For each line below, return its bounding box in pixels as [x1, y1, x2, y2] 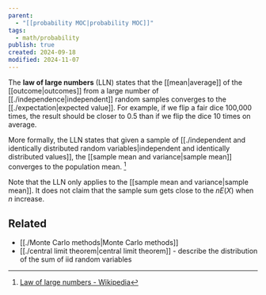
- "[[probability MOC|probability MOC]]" [15, 19, 154, 27]
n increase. [8, 193, 45, 203]
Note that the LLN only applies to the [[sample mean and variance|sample [8, 177, 249, 186]
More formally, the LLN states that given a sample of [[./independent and [8, 135, 246, 144]
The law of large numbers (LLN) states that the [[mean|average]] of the [8, 77, 243, 87]
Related [8, 216, 47, 230]
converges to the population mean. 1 [8, 160, 127, 171]
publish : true [8, 41, 55, 49]
